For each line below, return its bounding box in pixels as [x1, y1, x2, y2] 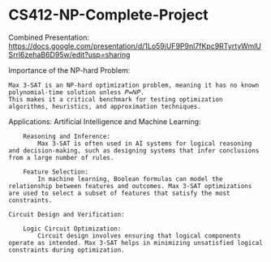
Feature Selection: [23, 168, 89, 176]
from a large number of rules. [8, 153, 114, 161]
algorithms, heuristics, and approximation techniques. [8, 102, 201, 110]
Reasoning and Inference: [23, 132, 111, 140]
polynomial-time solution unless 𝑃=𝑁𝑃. [8, 88, 144, 97]
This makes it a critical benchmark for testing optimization [8, 95, 223, 103]
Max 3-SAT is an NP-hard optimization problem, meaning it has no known [8, 81, 260, 89]
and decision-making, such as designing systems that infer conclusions [8, 146, 260, 155]
